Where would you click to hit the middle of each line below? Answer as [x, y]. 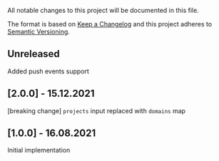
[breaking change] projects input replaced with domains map [97, 110]
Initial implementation [39, 150]
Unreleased [34, 54]
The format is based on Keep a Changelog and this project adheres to [110, 24]
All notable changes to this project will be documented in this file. [103, 10]
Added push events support [48, 71]
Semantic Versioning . [39, 32]
